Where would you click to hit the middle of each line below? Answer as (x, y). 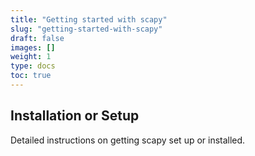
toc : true (31, 76)
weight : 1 (31, 57)
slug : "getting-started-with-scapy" (86, 29)
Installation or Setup (75, 116)
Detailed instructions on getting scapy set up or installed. (128, 140)
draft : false (37, 38)
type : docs (33, 66)
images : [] (33, 47)
